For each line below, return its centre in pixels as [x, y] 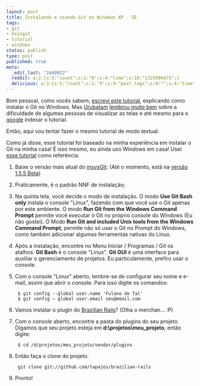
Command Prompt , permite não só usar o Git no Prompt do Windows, [100, 228]
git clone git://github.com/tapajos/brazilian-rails [84, 367]
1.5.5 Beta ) [28, 173]
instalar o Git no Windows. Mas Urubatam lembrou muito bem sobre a [92, 107]
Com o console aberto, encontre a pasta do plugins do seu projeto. [97, 321]
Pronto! [24, 378]
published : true [26, 61]
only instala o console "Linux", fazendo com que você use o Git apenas [102, 203]
